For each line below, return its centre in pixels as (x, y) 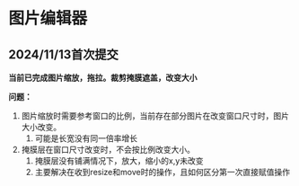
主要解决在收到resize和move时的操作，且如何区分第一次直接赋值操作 (163, 172)
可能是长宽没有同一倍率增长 (86, 138)
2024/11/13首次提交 (63, 54)
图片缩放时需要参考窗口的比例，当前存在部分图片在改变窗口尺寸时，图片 (155, 116)
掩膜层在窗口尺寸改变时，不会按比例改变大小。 (108, 150)
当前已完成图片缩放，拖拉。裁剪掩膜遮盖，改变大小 (103, 78)
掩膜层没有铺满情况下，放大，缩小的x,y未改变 (119, 161)
